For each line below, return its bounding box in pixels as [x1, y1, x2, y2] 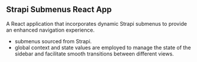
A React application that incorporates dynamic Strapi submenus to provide [6, 20, 188, 27]
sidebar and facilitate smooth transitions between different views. [14, 50, 174, 57]
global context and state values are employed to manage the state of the [14, 44, 191, 51]
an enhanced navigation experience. [6, 26, 95, 33]
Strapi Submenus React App [6, 5, 112, 15]
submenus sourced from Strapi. [14, 37, 92, 44]
